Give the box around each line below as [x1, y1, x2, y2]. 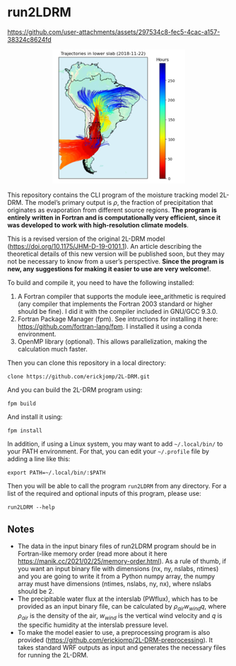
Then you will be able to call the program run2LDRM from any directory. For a [7, 482, 228, 490]
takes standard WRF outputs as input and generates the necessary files [17, 643, 226, 652]
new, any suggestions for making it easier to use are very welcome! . [7, 265, 211, 273]
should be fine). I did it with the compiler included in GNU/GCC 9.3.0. [17, 307, 218, 316]
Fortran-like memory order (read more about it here [17, 550, 167, 558]
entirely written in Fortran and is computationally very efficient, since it [7, 213, 221, 222]
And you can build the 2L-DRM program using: [7, 385, 143, 394]
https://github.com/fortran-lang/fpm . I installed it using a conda [17, 322, 203, 331]
